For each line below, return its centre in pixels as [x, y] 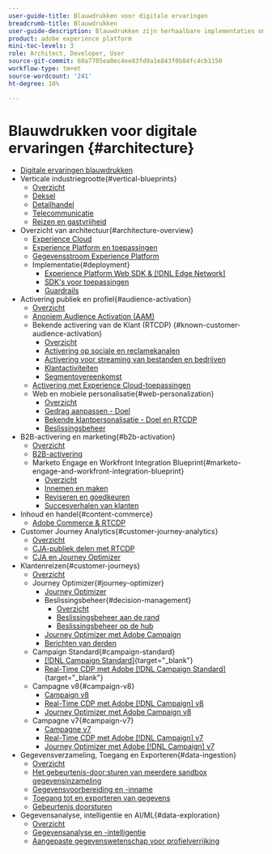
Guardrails [62, 291]
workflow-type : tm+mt [45, 69]
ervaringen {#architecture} [102, 148]
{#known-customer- [207, 325]
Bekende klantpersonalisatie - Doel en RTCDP [121, 420]
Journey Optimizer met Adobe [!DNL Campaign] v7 [130, 746]
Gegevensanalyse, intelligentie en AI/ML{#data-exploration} [120, 815]
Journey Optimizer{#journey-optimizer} [98, 583]
